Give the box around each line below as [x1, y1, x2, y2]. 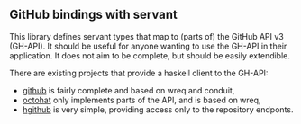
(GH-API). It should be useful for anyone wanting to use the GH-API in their [9, 40, 287, 51]
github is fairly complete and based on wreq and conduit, [22, 84, 235, 95]
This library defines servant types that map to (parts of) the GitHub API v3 [9, 31, 284, 41]
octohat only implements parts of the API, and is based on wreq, [22, 94, 261, 105]
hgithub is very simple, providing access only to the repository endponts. [22, 103, 294, 115]
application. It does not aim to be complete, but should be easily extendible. [9, 49, 291, 61]
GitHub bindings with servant [9, 7, 178, 22]
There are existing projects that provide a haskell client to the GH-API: [9, 67, 269, 78]
